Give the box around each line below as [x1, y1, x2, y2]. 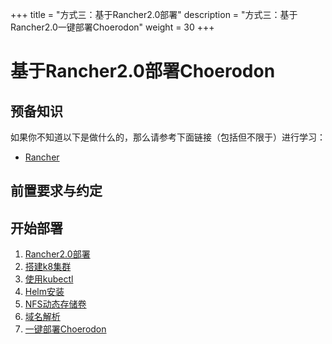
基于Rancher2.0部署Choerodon [10, 60, 276, 83]
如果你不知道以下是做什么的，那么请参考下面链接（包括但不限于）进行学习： [10, 131, 326, 143]
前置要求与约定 [10, 183, 103, 200]
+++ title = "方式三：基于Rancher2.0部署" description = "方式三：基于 [10, 9, 298, 20]
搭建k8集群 [24, 261, 72, 273]
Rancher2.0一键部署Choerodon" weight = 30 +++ [10, 21, 215, 33]
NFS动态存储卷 [24, 298, 87, 310]
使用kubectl [24, 273, 74, 285]
